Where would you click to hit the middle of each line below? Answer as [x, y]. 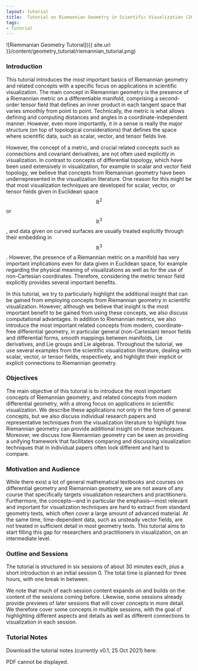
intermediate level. [29, 539]
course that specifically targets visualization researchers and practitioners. [97, 495]
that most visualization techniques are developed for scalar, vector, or [91, 185]
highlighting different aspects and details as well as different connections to [98, 616]
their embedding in [29, 237]
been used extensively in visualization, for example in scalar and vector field [99, 166]
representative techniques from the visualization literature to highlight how [96, 422]
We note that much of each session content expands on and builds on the [96, 591]
